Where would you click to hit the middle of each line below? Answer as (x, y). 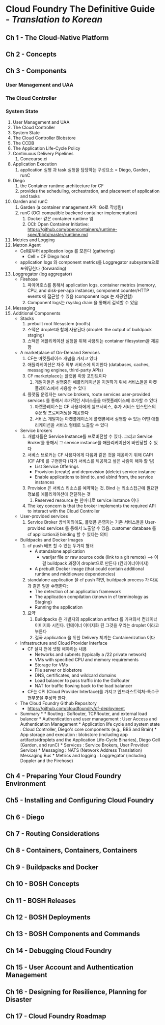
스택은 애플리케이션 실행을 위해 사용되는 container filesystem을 (89, 341)
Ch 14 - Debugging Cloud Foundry (59, 951)
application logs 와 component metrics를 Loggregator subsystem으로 (90, 262)
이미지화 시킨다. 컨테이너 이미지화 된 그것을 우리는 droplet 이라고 (97, 625)
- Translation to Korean (54, 19)
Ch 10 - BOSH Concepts (42, 884)
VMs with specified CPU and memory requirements (87, 659)
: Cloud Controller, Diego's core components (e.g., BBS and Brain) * (88, 729)
